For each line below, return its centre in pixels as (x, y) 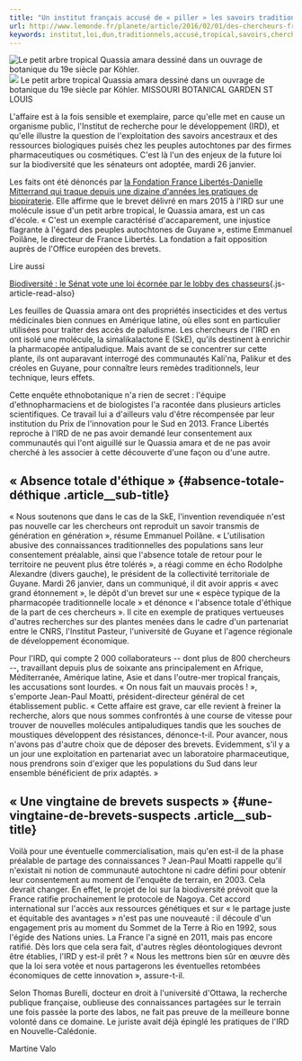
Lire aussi (27, 266)
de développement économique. (70, 641)
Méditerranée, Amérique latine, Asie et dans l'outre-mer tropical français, (145, 678)
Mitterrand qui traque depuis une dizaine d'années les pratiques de (134, 192)
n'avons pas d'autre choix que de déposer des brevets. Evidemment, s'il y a (150, 744)
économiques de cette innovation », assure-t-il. (97, 976)
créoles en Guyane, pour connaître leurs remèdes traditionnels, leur (134, 368)
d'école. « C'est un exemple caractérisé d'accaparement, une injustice (140, 220)
